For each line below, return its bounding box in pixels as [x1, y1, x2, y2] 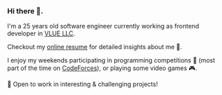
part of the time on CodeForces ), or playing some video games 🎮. [7, 64, 198, 72]
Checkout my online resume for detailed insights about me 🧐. [7, 43, 182, 51]
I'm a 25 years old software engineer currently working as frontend [7, 22, 200, 31]
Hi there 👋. [7, 6, 44, 16]
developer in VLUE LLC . [7, 29, 75, 37]
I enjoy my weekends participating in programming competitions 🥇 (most [7, 56, 216, 64]
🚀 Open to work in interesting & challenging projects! [7, 80, 158, 89]
